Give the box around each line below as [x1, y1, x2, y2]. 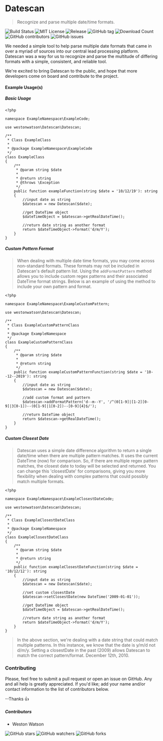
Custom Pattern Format [5, 246, 54, 252]
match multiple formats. [17, 479, 65, 485]
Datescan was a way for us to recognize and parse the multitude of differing [5, 53, 158, 59]
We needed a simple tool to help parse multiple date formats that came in [5, 43, 152, 49]
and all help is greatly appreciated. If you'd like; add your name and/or [5, 681, 145, 687]
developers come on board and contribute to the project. [5, 73, 119, 79]
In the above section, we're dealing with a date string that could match [17, 637, 158, 643]
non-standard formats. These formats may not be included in [17, 263, 140, 269]
